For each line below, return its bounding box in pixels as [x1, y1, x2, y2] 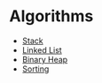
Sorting [21, 64, 50, 74]
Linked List [21, 44, 62, 55]
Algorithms [9, 6, 94, 26]
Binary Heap [21, 54, 68, 64]
